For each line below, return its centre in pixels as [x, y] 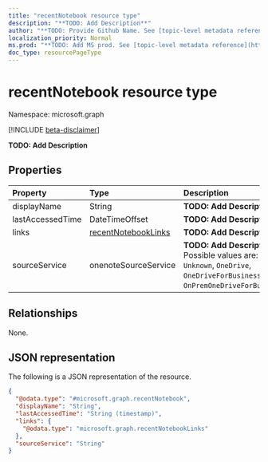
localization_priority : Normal [60, 38]
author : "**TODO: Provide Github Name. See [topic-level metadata [121, 30]
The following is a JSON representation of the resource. [100, 377]
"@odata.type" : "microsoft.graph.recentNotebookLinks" [116, 428]
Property [30, 192]
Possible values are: [221, 255]
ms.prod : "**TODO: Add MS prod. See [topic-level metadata [108, 45]
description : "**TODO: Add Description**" [80, 23]
